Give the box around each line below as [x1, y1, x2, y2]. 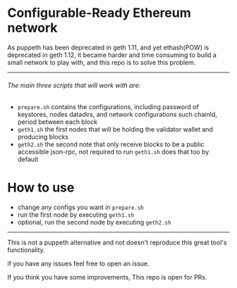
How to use [7, 180, 75, 196]
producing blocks [17, 132, 69, 142]
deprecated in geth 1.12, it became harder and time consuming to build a [7, 51, 217, 59]
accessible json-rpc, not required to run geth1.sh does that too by [17, 148, 209, 156]
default [17, 155, 39, 163]
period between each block [17, 118, 97, 126]
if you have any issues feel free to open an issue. [7, 259, 150, 268]
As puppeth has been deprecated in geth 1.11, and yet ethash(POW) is [7, 43, 209, 51]
